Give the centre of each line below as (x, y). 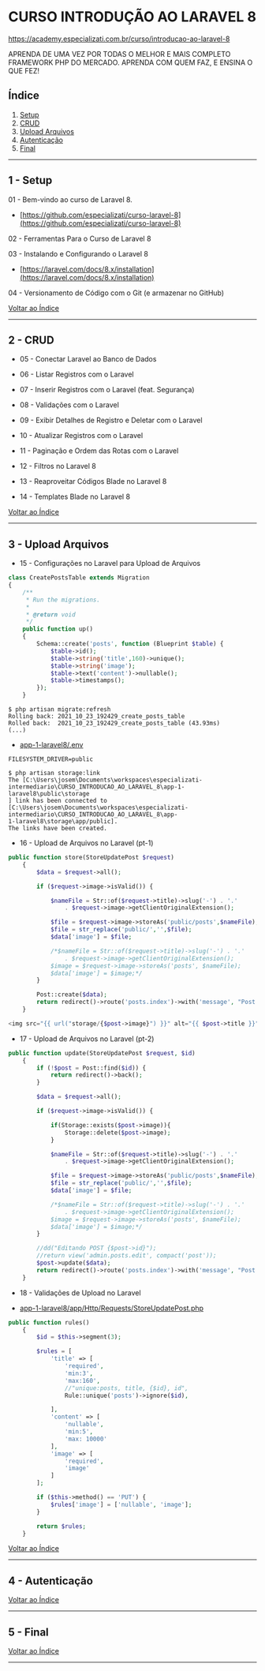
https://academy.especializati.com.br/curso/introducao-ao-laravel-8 (119, 39)
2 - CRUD (31, 340)
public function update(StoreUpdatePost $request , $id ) (102, 1053)
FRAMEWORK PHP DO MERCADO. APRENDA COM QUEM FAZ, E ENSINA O (131, 62)
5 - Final (28, 1632)
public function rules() (49, 1322)
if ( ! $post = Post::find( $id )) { (91, 1068)
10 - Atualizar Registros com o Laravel (81, 436)
